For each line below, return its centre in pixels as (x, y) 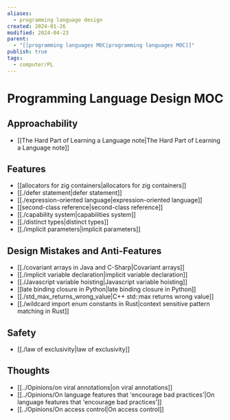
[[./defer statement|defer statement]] (69, 193)
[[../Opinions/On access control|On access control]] (90, 409)
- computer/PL (33, 65)
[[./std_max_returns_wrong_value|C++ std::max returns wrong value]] (115, 296)
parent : (18, 39)
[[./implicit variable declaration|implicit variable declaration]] (102, 275)
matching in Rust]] (43, 311)
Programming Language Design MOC (115, 98)
